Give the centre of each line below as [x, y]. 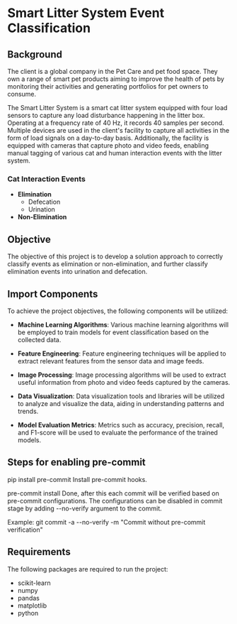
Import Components [53, 294]
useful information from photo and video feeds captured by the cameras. [124, 382]
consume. [22, 94]
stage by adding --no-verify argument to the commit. [85, 508]
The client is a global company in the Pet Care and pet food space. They [112, 71]
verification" [25, 530]
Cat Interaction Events [47, 179]
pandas [29, 598]
